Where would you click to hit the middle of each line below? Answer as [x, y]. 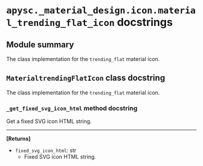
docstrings [145, 22]
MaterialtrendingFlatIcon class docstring [86, 78]
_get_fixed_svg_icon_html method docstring [72, 108]
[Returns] [19, 139]
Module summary [40, 44]
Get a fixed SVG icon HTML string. [49, 121]
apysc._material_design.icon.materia [101, 11]
